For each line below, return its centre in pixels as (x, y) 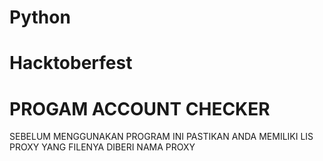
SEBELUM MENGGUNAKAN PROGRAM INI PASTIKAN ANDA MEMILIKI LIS (161, 137)
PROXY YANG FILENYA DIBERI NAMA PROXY (102, 147)
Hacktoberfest (71, 63)
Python (40, 17)
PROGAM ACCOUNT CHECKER (140, 108)
